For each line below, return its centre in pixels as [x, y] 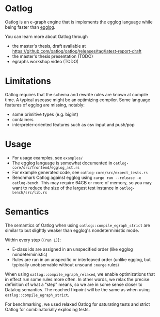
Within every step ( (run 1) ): [33, 240]
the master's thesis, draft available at [49, 46]
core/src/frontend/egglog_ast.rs [46, 167]
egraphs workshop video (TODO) [45, 61]
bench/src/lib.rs [30, 193]
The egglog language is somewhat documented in [62, 163]
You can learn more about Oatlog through [47, 36]
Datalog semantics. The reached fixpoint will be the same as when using [78, 289]
